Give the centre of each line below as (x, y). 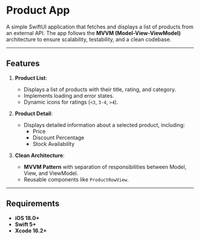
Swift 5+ (26, 224)
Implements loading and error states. (69, 95)
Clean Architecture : (40, 155)
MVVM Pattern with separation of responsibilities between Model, (105, 167)
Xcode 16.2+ (31, 230)
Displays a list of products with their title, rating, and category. (100, 89)
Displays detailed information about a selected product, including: (104, 125)
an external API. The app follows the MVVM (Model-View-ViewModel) (93, 33)
